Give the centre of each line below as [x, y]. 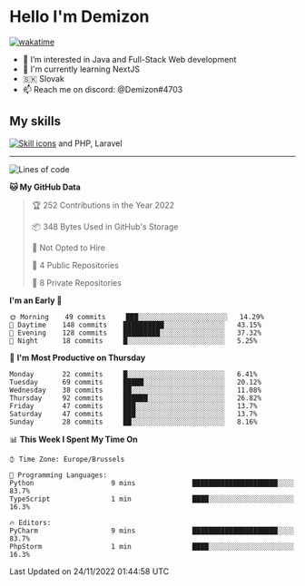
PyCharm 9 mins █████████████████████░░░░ [152, 531]
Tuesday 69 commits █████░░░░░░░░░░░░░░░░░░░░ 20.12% [135, 382]
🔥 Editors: [30, 523]
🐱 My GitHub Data [45, 187]
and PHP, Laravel [90, 143]
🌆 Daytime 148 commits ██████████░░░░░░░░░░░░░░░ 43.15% [135, 325]
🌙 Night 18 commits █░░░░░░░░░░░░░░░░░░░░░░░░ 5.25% [133, 341]
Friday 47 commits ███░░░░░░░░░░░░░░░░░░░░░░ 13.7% [133, 405]
